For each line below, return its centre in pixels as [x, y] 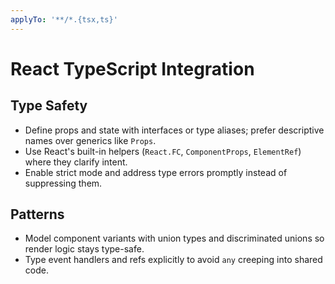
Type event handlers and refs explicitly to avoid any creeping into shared [173, 260]
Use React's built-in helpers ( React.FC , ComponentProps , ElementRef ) [163, 151]
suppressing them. [63, 183]
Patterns [37, 214]
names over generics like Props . [90, 140]
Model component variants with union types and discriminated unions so [174, 238]
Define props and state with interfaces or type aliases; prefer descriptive [174, 130]
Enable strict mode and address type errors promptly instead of [156, 172]
